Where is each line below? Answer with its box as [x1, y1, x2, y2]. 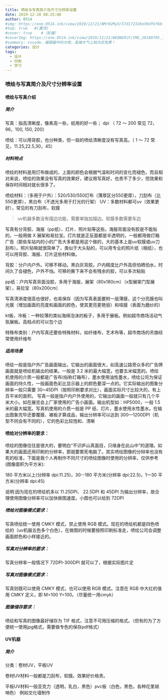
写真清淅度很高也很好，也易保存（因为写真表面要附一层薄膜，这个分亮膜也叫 [5, 295, 163, 301]
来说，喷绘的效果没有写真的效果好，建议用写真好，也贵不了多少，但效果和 [9, 175, 163, 181]
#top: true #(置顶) [5, 26, 49, 31]
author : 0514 [5, 17, 32, 22]
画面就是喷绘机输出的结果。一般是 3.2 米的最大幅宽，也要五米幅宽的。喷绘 [5, 368, 159, 374]
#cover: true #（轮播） [5, 31, 58, 36]
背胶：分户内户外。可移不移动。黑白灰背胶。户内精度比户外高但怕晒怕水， [5, 261, 158, 268]
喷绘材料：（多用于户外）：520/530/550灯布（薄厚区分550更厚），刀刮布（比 [5, 192, 161, 198]
